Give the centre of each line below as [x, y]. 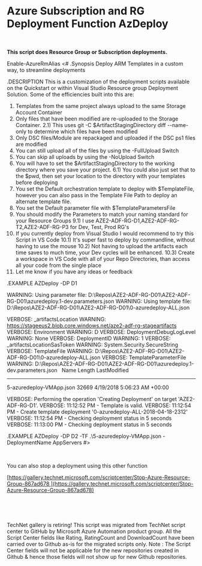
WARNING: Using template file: [153, 301]
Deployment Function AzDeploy [88, 24]
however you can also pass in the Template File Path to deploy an [96, 195]
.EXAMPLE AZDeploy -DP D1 [42, 283]
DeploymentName [29, 442]
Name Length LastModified [95, 370]
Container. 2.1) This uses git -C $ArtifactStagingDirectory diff [91, 125]
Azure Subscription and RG [76, 11]
